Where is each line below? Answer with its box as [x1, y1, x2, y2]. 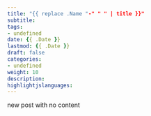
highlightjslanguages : [7, 82, 73, 89]
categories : [7, 56, 42, 63]
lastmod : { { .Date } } [7, 43, 70, 50]
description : [7, 75, 45, 82]
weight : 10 [7, 68, 39, 75]
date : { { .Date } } [7, 36, 61, 43]
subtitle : [7, 17, 36, 24]
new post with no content [7, 101, 80, 109]
